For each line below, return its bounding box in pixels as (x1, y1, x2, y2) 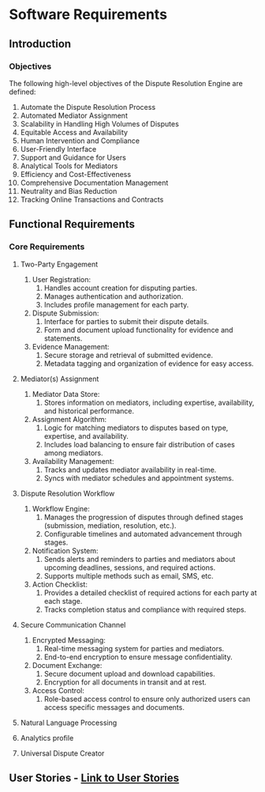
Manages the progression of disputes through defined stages (43, 512, 244, 522)
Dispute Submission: (32, 308, 99, 318)
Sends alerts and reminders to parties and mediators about (43, 554, 236, 564)
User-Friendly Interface (20, 144, 97, 153)
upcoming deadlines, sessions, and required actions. (43, 563, 216, 572)
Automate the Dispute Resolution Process (20, 102, 156, 111)
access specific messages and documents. (43, 702, 185, 712)
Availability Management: (32, 456, 114, 466)
